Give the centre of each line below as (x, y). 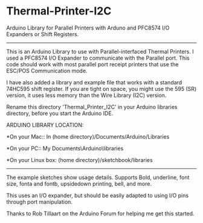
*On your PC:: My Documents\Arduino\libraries (65, 148)
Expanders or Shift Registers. (43, 34)
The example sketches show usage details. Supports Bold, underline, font (98, 177)
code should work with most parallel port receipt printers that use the (92, 64)
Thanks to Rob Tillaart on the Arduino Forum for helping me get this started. (100, 213)
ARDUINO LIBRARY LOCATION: (45, 125)
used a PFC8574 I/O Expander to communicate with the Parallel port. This (98, 58)
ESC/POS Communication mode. (47, 71)
